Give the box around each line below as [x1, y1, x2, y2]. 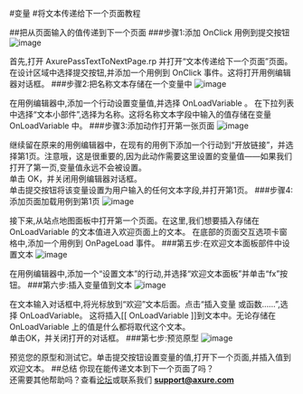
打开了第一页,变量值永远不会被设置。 [9, 162, 147, 173]
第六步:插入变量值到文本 [42, 279, 133, 290]
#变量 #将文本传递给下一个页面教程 [9, 8, 141, 18]
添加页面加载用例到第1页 [9, 196, 100, 206]
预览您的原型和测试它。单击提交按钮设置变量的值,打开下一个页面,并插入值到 [9, 352, 292, 362]
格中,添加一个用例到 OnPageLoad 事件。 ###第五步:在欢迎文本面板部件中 [9, 238, 282, 249]
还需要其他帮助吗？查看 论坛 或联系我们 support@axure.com [9, 374, 234, 385]
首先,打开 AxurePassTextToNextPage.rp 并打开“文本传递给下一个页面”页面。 [9, 56, 293, 66]
